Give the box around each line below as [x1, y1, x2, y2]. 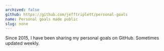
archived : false [5, 7, 39, 12]
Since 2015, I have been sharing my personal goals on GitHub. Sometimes [5, 35, 159, 41]
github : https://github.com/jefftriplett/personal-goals [5, 12, 128, 17]
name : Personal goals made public [5, 16, 78, 21]
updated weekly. [5, 40, 40, 46]
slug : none [5, 21, 28, 26]
